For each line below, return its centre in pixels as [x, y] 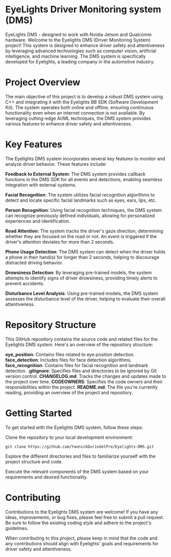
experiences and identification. [38, 221]
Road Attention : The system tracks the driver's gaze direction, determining [84, 231]
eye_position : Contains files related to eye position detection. [70, 354]
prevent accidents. [25, 283]
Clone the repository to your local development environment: [69, 437]
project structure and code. [34, 461]
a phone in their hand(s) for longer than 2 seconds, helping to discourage [82, 257]
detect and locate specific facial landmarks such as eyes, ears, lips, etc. [81, 200]
